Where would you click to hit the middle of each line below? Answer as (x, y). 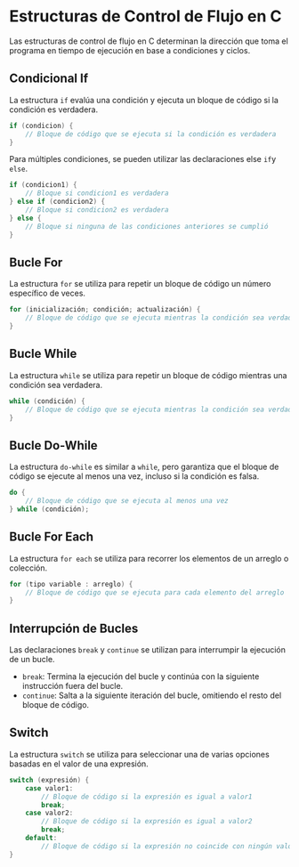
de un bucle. (32, 660)
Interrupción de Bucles (74, 628)
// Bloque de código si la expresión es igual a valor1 (147, 797)
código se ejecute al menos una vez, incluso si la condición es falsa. (134, 476)
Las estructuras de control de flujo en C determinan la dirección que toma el (149, 41)
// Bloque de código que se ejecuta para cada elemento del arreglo (155, 592)
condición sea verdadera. (56, 385)
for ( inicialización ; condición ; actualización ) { (105, 310)
